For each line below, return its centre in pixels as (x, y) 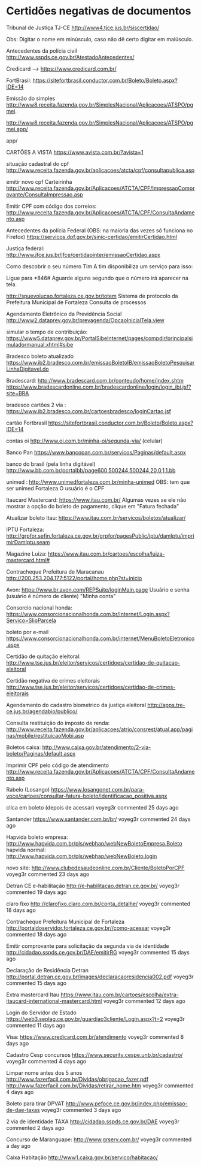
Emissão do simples (31, 98)
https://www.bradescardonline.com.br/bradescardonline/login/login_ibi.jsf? (99, 387)
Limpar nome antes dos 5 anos (44, 1072)
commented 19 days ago (36, 892)
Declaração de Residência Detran (47, 970)
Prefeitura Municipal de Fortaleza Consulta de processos (76, 302)
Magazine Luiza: (26, 554)
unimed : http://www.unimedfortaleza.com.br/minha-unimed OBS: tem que (98, 482)
